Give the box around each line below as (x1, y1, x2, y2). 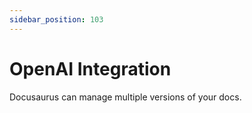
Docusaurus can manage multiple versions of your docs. (9, 91, 242, 103)
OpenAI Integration (9, 57, 172, 80)
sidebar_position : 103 (9, 14, 104, 25)
